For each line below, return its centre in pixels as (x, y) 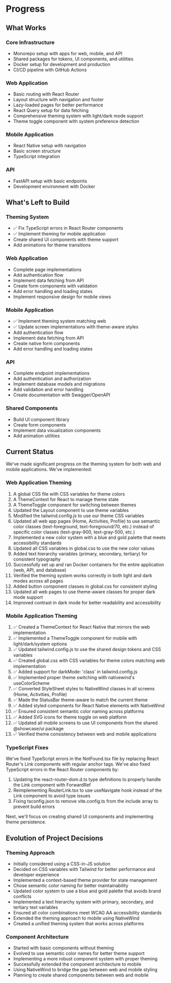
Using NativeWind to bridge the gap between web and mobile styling (85, 970)
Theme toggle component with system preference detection (76, 121)
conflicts (22, 897)
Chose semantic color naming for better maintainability (71, 886)
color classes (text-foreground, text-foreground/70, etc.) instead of (83, 526)
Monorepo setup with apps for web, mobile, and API (68, 53)
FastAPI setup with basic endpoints (50, 181)
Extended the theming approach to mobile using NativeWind (76, 918)
